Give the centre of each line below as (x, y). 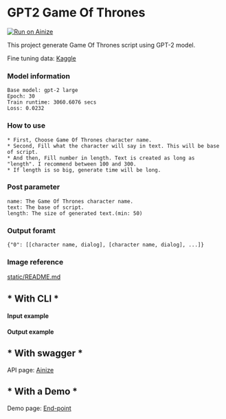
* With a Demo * (42, 392)
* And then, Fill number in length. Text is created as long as (101, 158)
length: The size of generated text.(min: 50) (75, 213)
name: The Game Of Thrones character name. (70, 201)
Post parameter (34, 187)
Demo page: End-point (39, 408)
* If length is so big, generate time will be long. (84, 170)
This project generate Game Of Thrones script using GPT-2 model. (101, 45)
